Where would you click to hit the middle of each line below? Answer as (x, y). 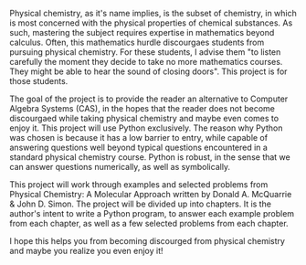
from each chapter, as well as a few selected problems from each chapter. (149, 223)
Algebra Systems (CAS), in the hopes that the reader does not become (142, 108)
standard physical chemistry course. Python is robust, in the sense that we (150, 157)
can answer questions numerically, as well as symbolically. (120, 167)
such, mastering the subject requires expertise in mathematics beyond (142, 32)
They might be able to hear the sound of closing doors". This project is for (148, 71)
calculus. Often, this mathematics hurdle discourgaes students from (137, 42)
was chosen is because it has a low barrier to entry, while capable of (138, 138)
